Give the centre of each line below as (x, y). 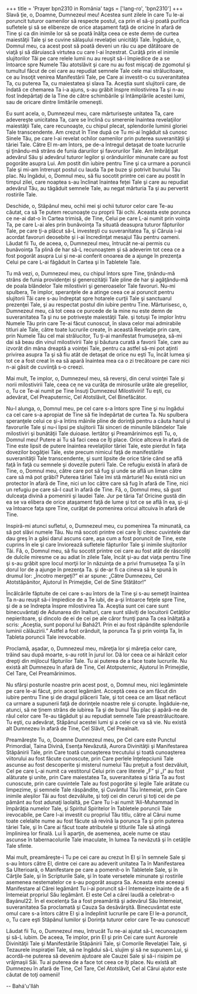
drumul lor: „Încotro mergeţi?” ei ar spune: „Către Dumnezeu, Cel (84, 576)
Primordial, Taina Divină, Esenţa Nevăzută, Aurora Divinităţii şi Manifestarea (97, 746)
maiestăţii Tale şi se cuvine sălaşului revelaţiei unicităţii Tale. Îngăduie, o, (94, 40)
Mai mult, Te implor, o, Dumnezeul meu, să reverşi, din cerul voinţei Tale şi (95, 378)
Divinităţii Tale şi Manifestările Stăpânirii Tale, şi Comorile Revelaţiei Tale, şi (96, 944)
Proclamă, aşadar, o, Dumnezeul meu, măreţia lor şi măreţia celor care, (91, 648)
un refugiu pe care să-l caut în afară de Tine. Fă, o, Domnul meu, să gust (94, 489)
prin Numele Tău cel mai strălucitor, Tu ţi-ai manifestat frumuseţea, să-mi (94, 336)
